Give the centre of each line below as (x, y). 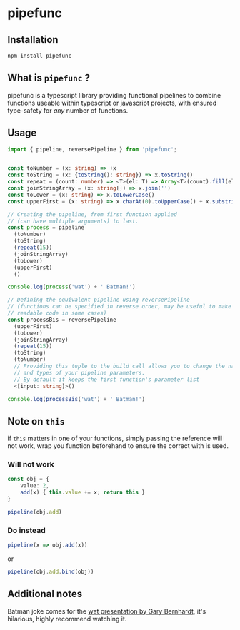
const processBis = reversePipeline (62, 320)
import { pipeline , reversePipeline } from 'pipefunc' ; (92, 149)
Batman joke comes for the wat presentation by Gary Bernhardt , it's (107, 611)
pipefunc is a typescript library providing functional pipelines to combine (114, 95)
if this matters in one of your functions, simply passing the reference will (115, 438)
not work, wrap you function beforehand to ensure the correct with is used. (118, 446)
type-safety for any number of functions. (68, 110)
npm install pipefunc (40, 56)
